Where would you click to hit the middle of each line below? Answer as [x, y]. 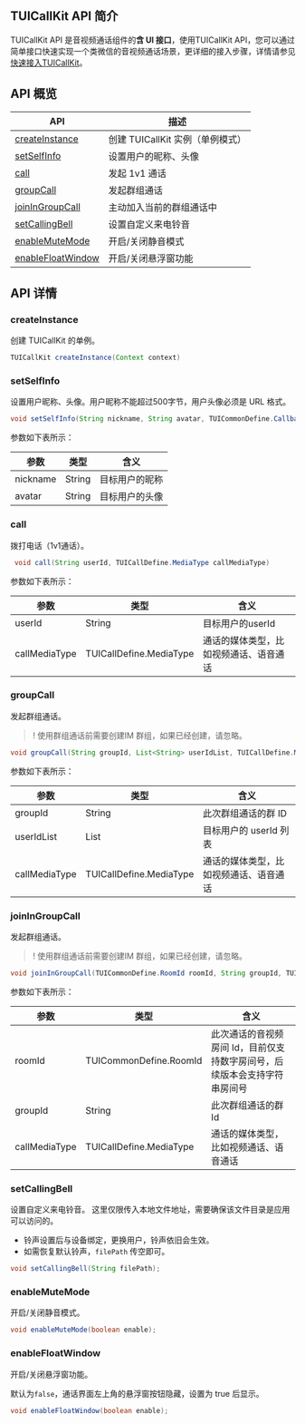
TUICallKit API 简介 [64, 16]
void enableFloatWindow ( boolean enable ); [90, 1410]
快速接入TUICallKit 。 [49, 63]
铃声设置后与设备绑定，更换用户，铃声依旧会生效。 [119, 1240]
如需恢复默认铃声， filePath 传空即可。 [96, 1252]
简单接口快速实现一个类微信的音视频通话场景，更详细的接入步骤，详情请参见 [153, 51]
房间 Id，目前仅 [243, 1048]
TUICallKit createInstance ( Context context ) [95, 358]
